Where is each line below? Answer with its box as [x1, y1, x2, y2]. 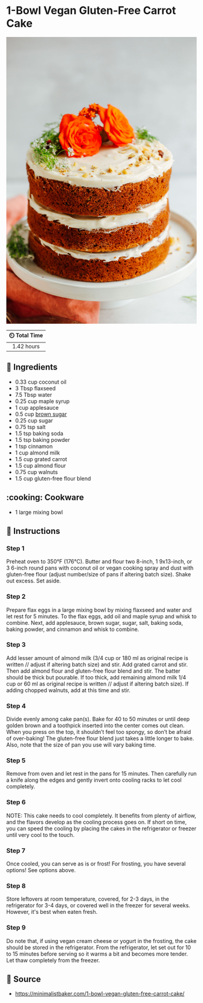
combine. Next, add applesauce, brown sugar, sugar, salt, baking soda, [6, 619, 183, 626]
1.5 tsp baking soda [14, 430, 63, 437]
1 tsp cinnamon [14, 442, 53, 450]
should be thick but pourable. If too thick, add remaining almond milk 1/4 [6, 673, 186, 681]
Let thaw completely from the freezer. [6, 956, 100, 964]
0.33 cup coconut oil [14, 378, 66, 385]
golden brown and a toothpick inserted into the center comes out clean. [6, 722, 185, 729]
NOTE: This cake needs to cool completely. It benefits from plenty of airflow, [6, 811, 196, 819]
